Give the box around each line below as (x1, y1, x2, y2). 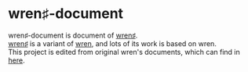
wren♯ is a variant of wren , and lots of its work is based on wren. (8, 38, 217, 48)
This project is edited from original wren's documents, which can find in (8, 47, 241, 56)
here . (8, 56, 25, 65)
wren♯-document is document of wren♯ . (8, 31, 138, 40)
